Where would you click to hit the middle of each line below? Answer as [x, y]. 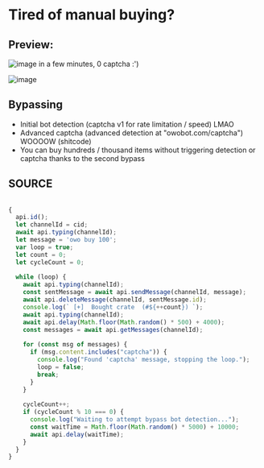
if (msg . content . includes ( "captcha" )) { [98, 352]
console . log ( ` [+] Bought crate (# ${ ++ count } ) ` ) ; [113, 307]
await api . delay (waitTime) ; [77, 434]
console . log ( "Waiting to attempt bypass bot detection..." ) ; [134, 420]
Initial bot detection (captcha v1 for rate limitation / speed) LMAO [127, 124]
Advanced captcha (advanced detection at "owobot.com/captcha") [132, 133]
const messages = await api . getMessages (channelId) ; [113, 329]
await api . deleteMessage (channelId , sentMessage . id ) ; [115, 300]
